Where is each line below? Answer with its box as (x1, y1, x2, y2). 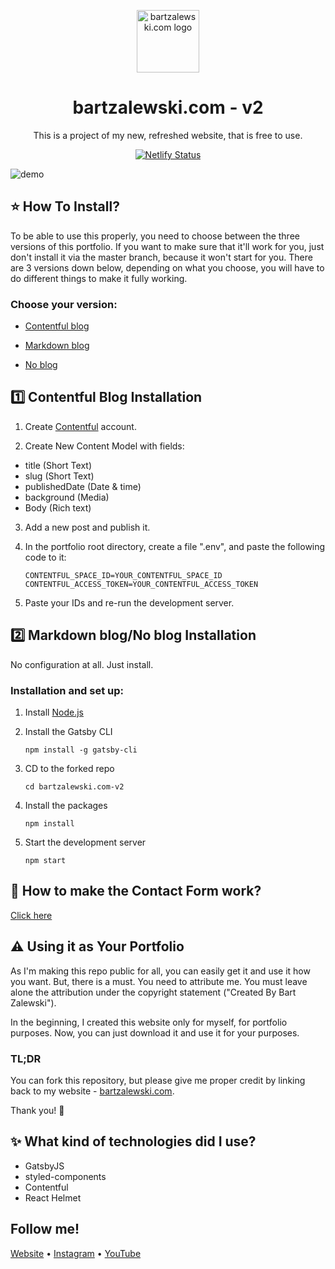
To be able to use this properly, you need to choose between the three (10, 230, 300, 242)
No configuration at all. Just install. (10, 658, 154, 670)
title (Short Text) (24, 459, 92, 471)
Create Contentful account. (24, 420, 137, 432)
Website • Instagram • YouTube (10, 1247, 142, 1259)
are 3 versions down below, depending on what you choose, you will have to (10, 261, 325, 274)
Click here (10, 909, 53, 921)
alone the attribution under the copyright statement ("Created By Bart (10, 986, 297, 998)
